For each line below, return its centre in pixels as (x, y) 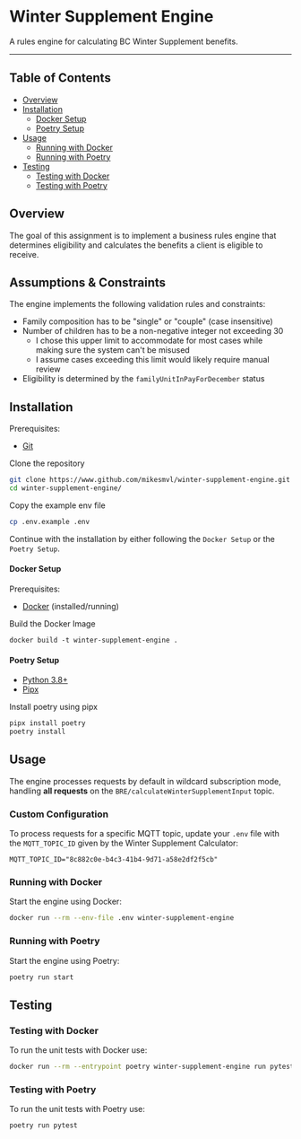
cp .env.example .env (50, 521)
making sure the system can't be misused (112, 350)
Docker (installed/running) (70, 607)
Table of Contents (60, 78)
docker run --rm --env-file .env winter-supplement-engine (122, 918)
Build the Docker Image (52, 624)
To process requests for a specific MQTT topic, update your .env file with (145, 834)
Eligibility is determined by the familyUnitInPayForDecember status (143, 379)
